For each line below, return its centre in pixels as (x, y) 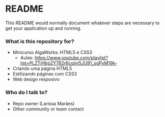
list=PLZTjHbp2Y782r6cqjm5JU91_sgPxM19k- (68, 63)
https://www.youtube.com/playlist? (72, 58)
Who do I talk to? (26, 93)
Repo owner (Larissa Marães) (44, 103)
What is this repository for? (40, 41)
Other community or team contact (48, 109)
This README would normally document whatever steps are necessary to (82, 23)
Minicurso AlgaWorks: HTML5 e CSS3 (52, 52)
